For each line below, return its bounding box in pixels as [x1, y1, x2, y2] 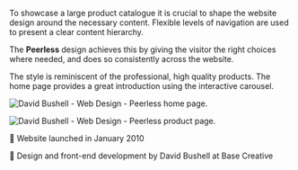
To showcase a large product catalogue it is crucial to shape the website [9, 8, 277, 18]
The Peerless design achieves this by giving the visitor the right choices [9, 44, 276, 55]
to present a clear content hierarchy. [9, 27, 144, 37]
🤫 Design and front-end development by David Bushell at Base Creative [9, 150, 274, 161]
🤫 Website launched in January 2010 [9, 133, 145, 143]
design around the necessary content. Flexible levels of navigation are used [9, 17, 289, 28]
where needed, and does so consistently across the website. [9, 54, 234, 64]
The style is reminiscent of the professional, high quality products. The [9, 71, 271, 82]
